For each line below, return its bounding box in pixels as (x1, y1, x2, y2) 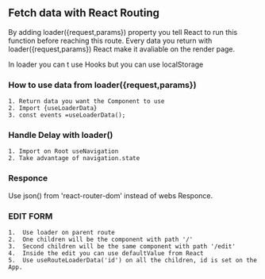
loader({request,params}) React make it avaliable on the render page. (8, 44, 236, 54)
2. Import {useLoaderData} (8, 105, 98, 113)
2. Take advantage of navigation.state (8, 155, 140, 162)
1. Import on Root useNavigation (8, 147, 119, 155)
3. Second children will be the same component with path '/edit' (8, 243, 236, 250)
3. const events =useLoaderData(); (8, 111, 126, 120)
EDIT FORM (8, 210, 53, 221)
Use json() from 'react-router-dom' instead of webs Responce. (8, 190, 213, 201)
